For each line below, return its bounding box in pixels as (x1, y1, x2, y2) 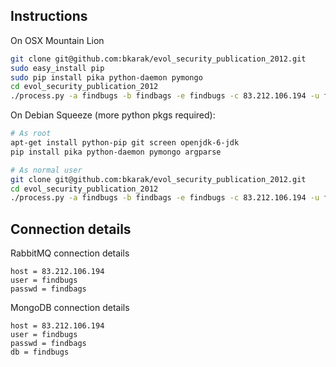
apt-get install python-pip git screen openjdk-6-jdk (10, 138, 240, 148)
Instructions (10, 8, 88, 25)
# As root (10, 129, 52, 139)
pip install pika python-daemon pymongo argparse (10, 147, 222, 157)
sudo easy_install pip (10, 63, 105, 73)
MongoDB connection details (10, 302, 130, 314)
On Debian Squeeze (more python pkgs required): (10, 109, 216, 121)
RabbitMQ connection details (10, 247, 130, 259)
